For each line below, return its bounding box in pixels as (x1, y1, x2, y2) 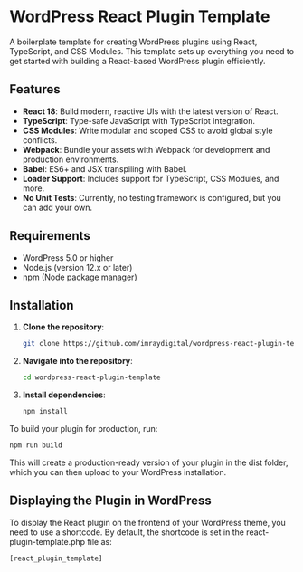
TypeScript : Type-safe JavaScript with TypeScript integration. (22, 115, 256, 126)
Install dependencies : (22, 389, 106, 400)
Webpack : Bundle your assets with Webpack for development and (22, 144, 270, 155)
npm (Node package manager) (22, 272, 137, 282)
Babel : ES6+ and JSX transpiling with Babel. (22, 163, 188, 174)
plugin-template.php (9, 536, 86, 547)
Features (9, 81, 61, 97)
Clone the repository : (22, 321, 105, 332)
